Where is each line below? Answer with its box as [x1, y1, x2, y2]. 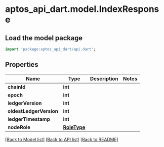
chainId [7, 83, 26, 90]
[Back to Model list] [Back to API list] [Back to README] [5, 136, 119, 142]
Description [90, 75, 119, 82]
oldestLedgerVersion [7, 107, 58, 114]
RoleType [63, 124, 85, 131]
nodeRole [7, 124, 31, 131]
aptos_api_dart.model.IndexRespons [5, 3, 159, 15]
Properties [5, 60, 39, 69]
